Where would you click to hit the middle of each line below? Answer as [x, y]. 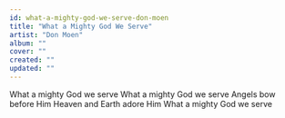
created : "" [32, 60]
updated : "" [32, 69]
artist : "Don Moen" [46, 34]
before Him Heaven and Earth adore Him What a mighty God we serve [141, 103]
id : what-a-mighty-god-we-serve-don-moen [89, 18]
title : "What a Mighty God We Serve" [81, 26]
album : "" [28, 43]
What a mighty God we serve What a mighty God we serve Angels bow [142, 94]
